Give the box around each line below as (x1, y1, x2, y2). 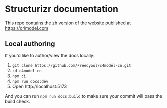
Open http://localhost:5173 (12, 83, 67, 89)
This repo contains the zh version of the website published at (5, 20, 131, 26)
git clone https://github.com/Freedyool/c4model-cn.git (12, 63, 131, 68)
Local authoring (5, 40, 55, 48)
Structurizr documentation (5, 3, 119, 15)
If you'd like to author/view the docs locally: (5, 53, 95, 58)
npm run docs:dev (12, 79, 49, 84)
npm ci (12, 73, 26, 79)
